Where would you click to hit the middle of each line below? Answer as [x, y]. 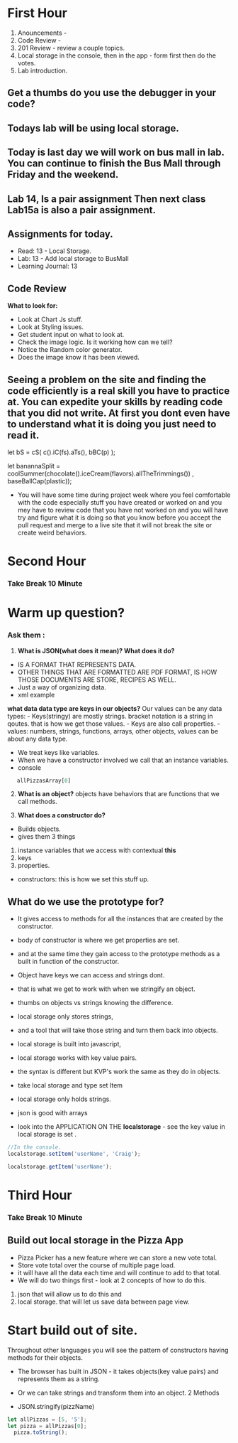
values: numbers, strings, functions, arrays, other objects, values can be [113, 731]
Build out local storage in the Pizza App [96, 1241]
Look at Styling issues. [50, 327]
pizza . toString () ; [41, 1433]
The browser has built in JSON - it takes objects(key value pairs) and [118, 1371]
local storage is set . [47, 1134]
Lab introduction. [42, 70]
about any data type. [38, 739]
